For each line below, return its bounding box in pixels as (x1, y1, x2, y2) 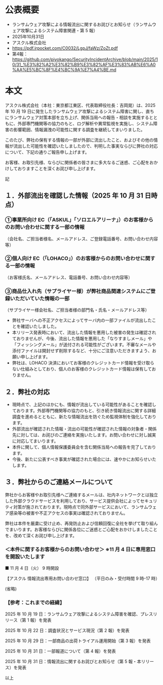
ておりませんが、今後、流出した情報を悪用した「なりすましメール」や (12, 336, 152, 342)
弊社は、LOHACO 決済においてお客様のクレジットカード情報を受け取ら (12, 360, 154, 366)
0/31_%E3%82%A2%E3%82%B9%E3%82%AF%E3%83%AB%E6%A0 (12, 61, 156, 67)
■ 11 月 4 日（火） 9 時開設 (5, 565, 59, 571)
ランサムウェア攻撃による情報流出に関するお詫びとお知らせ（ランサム (12, 21, 152, 27)
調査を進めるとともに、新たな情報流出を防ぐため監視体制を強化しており (12, 414, 157, 419)
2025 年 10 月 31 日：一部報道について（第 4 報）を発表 (5, 648, 116, 654)
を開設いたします (5, 553, 45, 560)
